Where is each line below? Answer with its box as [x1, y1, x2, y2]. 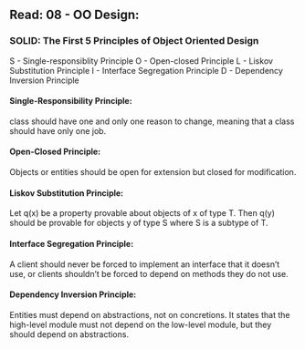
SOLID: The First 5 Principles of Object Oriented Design [9, 35, 259, 47]
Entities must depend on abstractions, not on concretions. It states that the [9, 309, 290, 320]
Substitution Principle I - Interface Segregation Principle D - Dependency [9, 65, 283, 76]
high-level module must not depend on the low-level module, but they [9, 319, 272, 330]
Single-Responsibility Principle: [9, 96, 132, 107]
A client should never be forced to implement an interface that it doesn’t [9, 259, 280, 270]
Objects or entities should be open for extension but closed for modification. [9, 167, 297, 178]
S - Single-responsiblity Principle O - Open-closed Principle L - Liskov [9, 55, 274, 67]
